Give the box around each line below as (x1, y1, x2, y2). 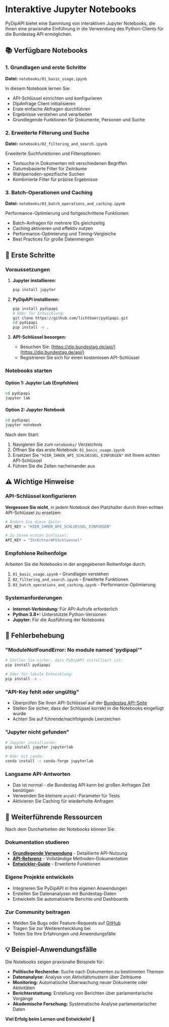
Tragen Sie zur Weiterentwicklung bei (12, 925, 91, 931)
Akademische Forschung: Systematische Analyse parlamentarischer (12, 1001, 157, 1007)
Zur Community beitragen (5, 908, 71, 915)
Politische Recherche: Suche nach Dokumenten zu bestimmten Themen (12, 968, 164, 974)
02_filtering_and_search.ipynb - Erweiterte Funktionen (12, 576, 129, 582)
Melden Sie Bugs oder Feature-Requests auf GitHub (12, 920, 121, 926)
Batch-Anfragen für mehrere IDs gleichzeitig (12, 220, 105, 226)
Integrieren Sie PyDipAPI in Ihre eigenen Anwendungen (12, 885, 128, 891)
